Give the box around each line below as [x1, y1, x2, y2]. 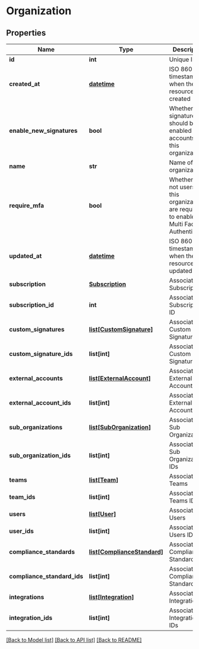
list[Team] [88, 476, 118, 484]
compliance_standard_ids [9, 572, 84, 580]
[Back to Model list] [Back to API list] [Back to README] [6, 637, 142, 643]
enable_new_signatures [9, 126, 78, 135]
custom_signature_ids [9, 350, 73, 358]
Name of [169, 158, 194, 167]
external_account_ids [9, 399, 72, 407]
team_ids [9, 493, 36, 501]
